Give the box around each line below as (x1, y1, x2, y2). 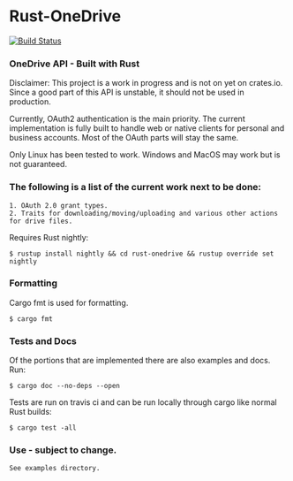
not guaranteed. (9, 159, 68, 170)
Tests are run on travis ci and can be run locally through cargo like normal (9, 397, 278, 408)
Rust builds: (9, 407, 52, 417)
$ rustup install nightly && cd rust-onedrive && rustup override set (9, 249, 274, 258)
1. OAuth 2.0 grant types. (9, 201, 109, 210)
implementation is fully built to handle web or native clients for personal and (9, 123, 285, 134)
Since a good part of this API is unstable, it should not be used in (9, 87, 244, 98)
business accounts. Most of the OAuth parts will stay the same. (9, 133, 239, 143)
